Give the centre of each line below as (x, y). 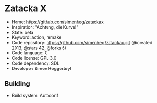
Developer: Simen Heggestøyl (41, 68)
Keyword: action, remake (36, 37)
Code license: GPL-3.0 (34, 58)
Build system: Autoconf (35, 95)
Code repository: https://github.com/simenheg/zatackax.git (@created (82, 42)
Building (17, 84)
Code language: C (30, 53)
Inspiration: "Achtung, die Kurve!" (45, 27)
